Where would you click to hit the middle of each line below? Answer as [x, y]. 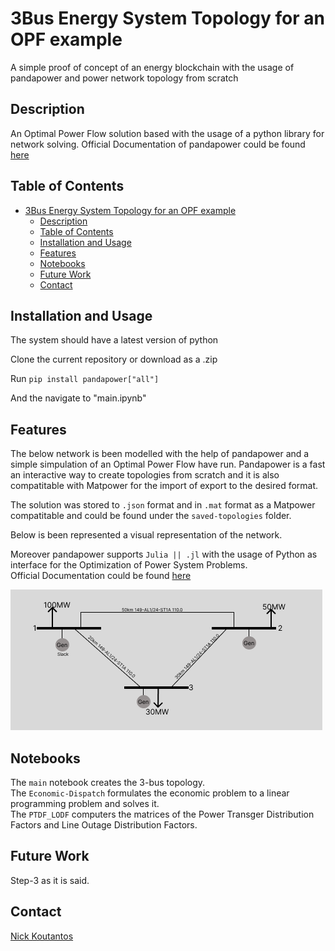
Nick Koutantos [42, 936]
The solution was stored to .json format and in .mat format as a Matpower [163, 505]
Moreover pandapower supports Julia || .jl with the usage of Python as [164, 554]
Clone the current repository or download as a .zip [114, 359]
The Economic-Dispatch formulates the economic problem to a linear [150, 793]
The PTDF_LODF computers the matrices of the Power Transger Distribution [162, 814]
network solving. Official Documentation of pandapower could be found [158, 144]
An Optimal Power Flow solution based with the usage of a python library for [167, 133]
